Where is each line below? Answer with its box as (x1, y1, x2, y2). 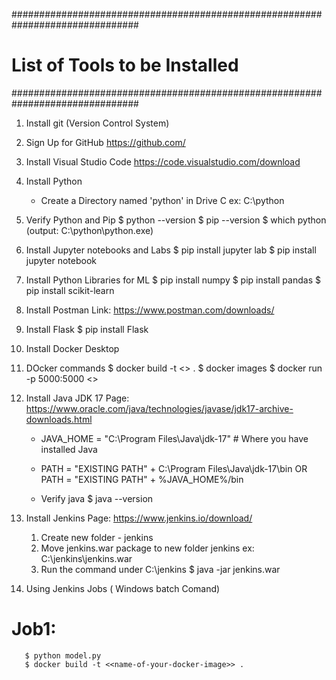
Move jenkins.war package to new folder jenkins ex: (40, 542, 255, 554)
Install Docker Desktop (25, 342, 120, 354)
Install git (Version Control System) (25, 117, 170, 129)
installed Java (40, 443, 98, 455)
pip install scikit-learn (25, 284, 115, 296)
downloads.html (25, 413, 93, 425)
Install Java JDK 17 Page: (25, 392, 130, 404)
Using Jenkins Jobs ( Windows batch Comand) (25, 582, 221, 594)
